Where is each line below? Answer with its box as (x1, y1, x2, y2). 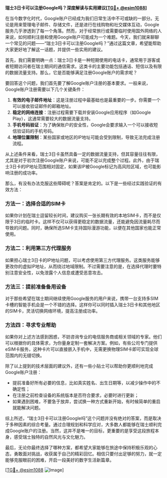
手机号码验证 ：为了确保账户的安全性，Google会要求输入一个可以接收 (12, 122, 154, 127)
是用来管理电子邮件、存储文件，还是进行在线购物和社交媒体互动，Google (9, 22, 160, 27)
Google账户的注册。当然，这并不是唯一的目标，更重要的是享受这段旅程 (9, 428, 155, 434)
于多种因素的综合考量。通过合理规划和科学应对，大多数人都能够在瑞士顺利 (5, 422, 158, 428)
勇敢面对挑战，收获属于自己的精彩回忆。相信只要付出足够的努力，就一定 (13, 451, 162, 457)
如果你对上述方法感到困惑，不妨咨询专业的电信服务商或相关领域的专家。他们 (5, 334, 162, 340)
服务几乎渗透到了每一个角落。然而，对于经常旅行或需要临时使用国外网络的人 (5, 28, 162, 34)
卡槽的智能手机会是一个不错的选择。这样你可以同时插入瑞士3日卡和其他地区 (5, 301, 161, 308)
